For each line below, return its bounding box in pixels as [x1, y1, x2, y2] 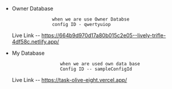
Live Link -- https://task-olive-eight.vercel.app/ [11, 77, 127, 83]
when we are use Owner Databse [52, 17, 130, 22]
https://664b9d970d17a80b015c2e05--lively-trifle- [41, 32, 166, 39]
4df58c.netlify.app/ [11, 38, 60, 45]
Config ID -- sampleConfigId [60, 66, 132, 72]
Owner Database [11, 5, 54, 12]
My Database [11, 50, 45, 57]
